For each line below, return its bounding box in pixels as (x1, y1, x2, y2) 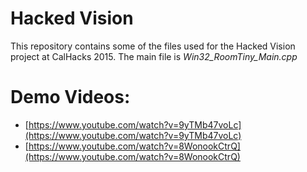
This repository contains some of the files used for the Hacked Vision (10, 40, 296, 52)
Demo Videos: (10, 86, 131, 109)
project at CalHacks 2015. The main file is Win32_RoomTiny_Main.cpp (10, 50, 298, 62)
